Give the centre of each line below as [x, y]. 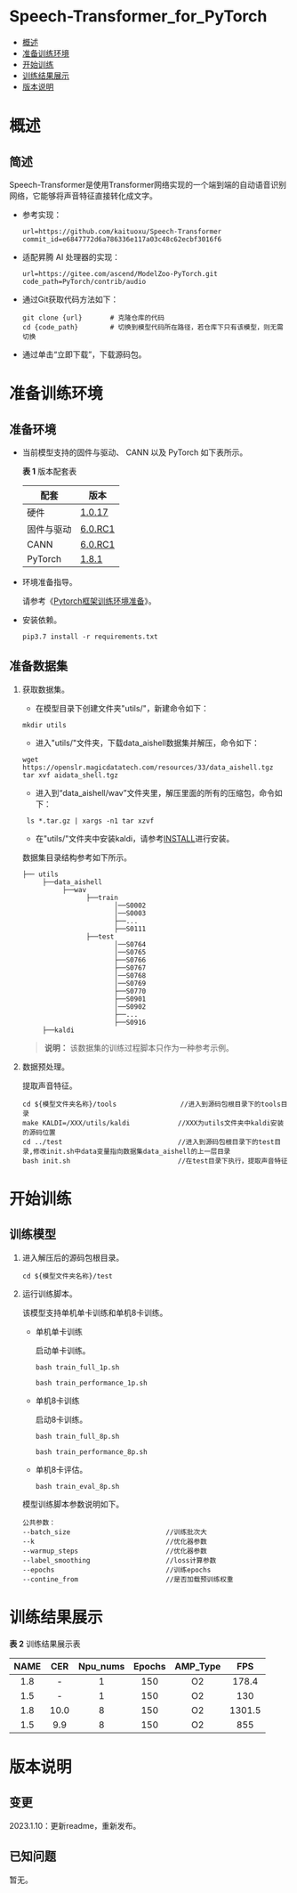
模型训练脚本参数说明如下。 [73, 1504]
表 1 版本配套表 [49, 471]
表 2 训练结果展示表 [45, 1644]
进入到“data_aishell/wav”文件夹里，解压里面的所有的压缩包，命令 [155, 792]
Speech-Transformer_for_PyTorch [138, 16]
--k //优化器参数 [114, 1541]
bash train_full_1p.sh [77, 1367]
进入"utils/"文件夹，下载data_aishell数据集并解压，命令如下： [147, 743]
